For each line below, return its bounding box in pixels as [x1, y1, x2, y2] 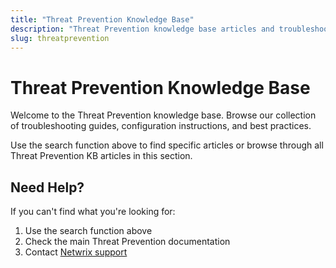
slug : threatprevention [10, 33, 110, 43]
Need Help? [10, 179, 85, 196]
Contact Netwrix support [24, 246, 128, 258]
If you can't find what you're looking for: [10, 206, 176, 218]
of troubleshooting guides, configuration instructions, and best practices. [10, 120, 312, 132]
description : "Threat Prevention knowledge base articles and [10, 24, 275, 34]
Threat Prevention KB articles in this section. [10, 150, 193, 162]
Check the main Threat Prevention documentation [24, 236, 231, 248]
